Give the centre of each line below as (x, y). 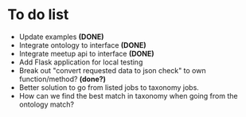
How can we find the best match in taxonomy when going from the (128, 96)
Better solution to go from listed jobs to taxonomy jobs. (109, 87)
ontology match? (47, 104)
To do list (38, 15)
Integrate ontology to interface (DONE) (82, 45)
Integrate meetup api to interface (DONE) (86, 53)
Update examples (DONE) (61, 37)
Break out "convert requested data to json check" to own (112, 70)
